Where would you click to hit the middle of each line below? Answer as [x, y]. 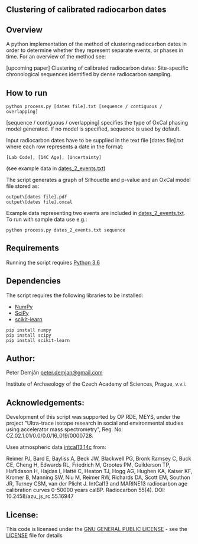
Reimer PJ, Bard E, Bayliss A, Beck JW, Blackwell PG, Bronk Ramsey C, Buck [99, 459]
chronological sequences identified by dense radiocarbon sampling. [89, 74]
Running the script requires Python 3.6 [53, 262]
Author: [21, 359]
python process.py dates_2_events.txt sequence [66, 230]
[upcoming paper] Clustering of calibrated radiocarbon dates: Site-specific [98, 68]
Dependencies [33, 281]
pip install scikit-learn [38, 340]
